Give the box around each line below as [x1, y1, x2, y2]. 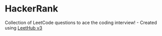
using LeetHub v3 [5, 24, 43, 30]
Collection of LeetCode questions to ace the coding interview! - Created [5, 19, 157, 25]
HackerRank [5, 3, 58, 14]
